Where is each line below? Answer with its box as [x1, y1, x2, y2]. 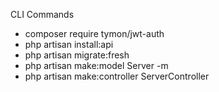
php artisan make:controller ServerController [24, 70, 210, 82]
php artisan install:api [24, 39, 114, 50]
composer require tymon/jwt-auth [24, 28, 165, 39]
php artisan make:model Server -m [24, 60, 169, 71]
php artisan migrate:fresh [24, 49, 130, 61]
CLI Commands [10, 9, 75, 20]
